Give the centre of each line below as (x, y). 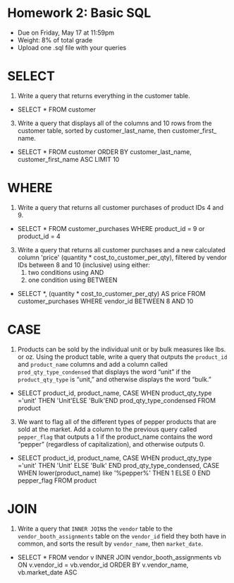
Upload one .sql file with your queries (72, 47)
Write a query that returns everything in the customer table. (104, 95)
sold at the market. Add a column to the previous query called (107, 429)
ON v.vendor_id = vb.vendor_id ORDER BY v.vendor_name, (103, 565)
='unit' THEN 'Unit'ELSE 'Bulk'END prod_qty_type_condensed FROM (117, 400)
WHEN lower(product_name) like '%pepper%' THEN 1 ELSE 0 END (114, 473)
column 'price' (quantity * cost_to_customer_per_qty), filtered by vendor (122, 257)
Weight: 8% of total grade (55, 40)
